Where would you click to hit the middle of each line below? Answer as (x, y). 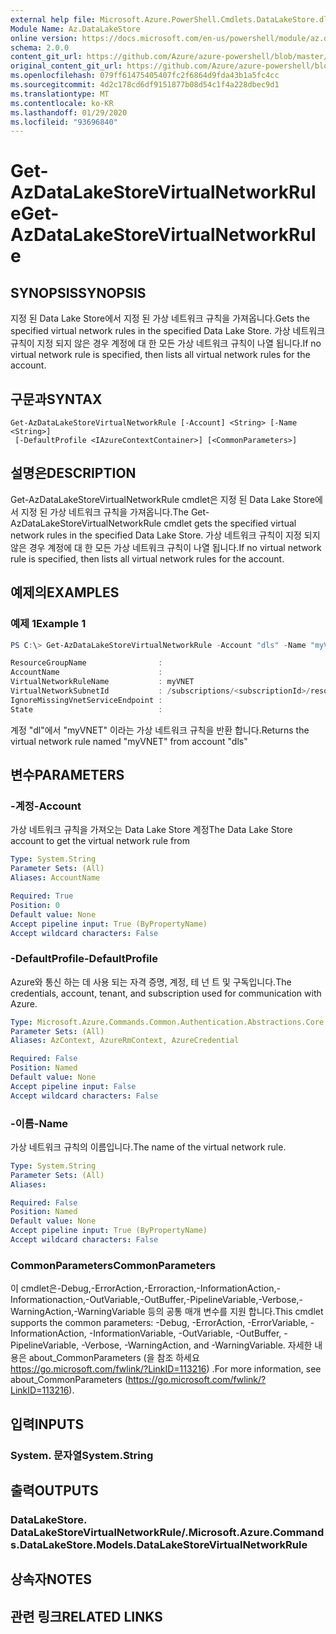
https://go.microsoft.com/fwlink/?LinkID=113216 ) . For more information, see (166, 1369)
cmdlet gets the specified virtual (230, 523)
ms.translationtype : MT (60, 94)
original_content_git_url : (66, 66)
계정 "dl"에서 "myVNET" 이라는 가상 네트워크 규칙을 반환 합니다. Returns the (160, 730)
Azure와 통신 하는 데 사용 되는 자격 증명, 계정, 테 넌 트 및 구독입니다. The (151, 982)
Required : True (42, 896)
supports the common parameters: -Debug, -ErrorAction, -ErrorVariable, (159, 1323)
